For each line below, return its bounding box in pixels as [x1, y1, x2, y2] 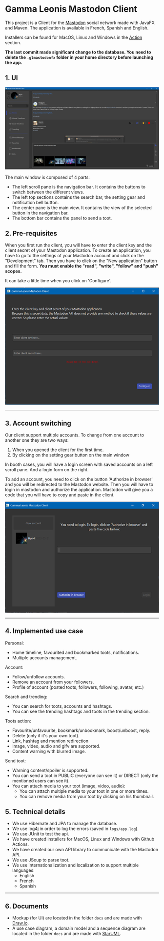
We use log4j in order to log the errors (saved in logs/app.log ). [12, 826, 139, 832]
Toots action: [5, 718, 32, 724]
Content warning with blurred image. [12, 748, 86, 754]
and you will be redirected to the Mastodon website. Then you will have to [5, 482, 154, 487]
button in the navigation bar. [12, 210, 69, 215]
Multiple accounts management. [12, 654, 77, 661]
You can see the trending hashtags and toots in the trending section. [12, 708, 150, 714]
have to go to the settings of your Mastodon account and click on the [5, 253, 144, 259]
